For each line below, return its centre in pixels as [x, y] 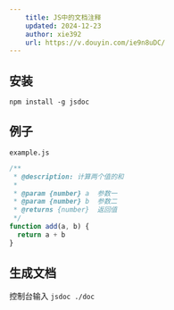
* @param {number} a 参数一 [65, 193]
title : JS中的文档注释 [63, 17]
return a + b [41, 235]
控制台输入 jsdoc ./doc [52, 297]
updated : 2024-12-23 [63, 26]
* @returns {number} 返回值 [65, 210]
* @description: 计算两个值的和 [68, 176]
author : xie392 [54, 34]
